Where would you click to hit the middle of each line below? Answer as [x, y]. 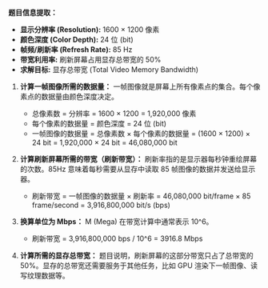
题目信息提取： [33, 12]
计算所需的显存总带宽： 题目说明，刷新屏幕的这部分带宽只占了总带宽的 [136, 256]
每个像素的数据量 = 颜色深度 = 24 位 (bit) [99, 124]
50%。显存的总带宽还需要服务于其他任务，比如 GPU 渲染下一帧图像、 [135, 266]
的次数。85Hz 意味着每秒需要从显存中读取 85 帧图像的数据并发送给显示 [138, 169]
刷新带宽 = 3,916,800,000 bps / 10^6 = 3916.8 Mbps [117, 238]
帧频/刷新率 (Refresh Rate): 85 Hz [76, 50]
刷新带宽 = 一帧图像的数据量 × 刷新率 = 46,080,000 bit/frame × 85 [141, 196]
